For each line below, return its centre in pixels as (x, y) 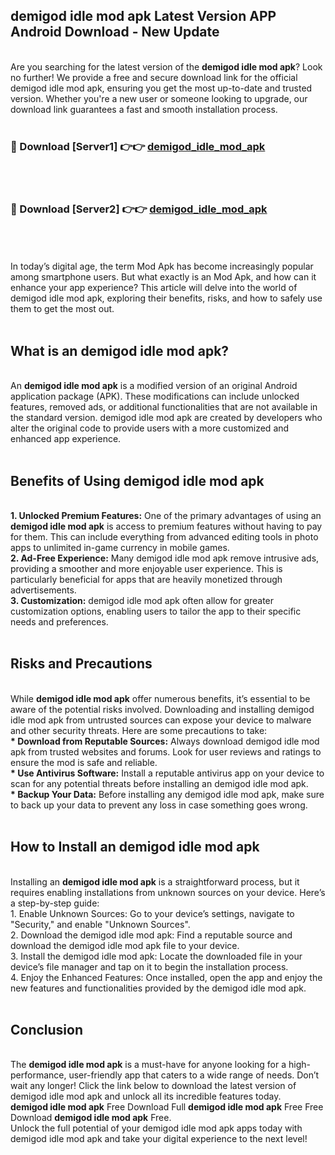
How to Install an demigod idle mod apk (135, 847)
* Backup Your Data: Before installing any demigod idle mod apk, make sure (167, 794)
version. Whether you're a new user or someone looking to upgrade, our (159, 98)
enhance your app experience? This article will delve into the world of (154, 288)
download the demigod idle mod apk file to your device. (125, 945)
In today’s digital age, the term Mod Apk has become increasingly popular (162, 266)
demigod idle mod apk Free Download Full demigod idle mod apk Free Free (167, 1107)
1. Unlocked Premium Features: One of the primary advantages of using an (166, 516)
